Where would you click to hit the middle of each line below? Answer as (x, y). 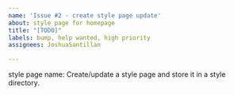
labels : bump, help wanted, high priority (79, 38)
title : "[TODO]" (35, 30)
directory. (24, 83)
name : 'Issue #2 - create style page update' (84, 15)
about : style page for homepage (61, 23)
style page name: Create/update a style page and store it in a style (117, 74)
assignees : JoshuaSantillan (55, 45)
